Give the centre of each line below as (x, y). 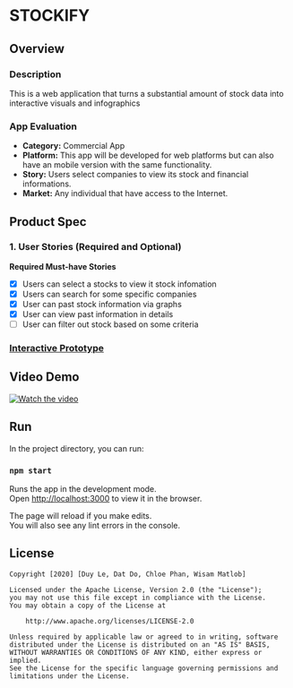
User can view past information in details (98, 314)
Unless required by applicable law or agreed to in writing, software (144, 637)
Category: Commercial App (73, 146)
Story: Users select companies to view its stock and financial (135, 175)
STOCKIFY (50, 16)
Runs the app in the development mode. (83, 489)
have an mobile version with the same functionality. (117, 165)
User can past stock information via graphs (102, 304)
